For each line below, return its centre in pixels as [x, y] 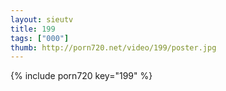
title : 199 [33, 29]
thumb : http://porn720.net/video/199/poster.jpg [113, 47]
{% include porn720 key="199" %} [81, 76]
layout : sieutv [42, 19]
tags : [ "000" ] [40, 38]
